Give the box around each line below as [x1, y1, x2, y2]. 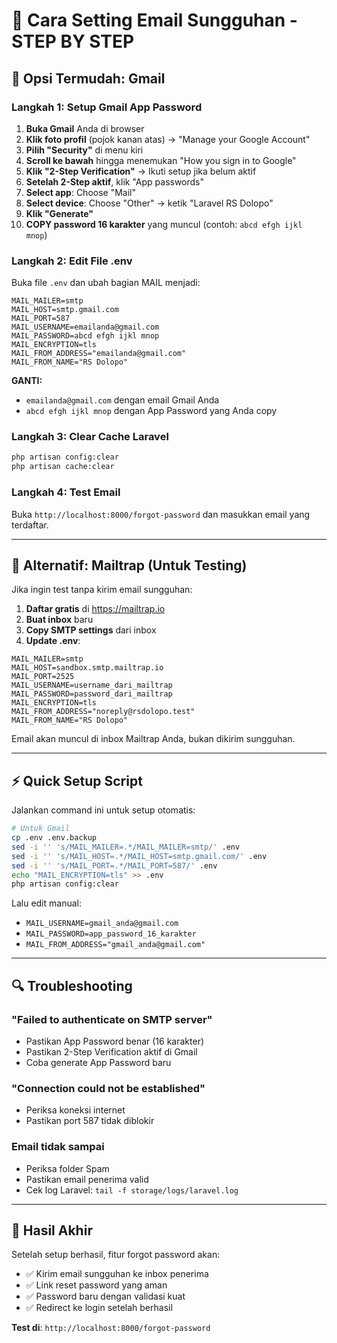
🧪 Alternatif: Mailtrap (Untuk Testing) [11, 557, 248, 574]
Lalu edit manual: [11, 897, 82, 909]
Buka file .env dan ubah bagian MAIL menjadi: [11, 277, 201, 289]
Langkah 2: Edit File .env [11, 254, 133, 268]
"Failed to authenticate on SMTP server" [11, 1012, 213, 1026]
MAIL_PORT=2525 [11, 672, 75, 682]
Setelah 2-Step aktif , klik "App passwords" [25, 175, 205, 188]
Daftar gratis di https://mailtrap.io [25, 603, 166, 615]
